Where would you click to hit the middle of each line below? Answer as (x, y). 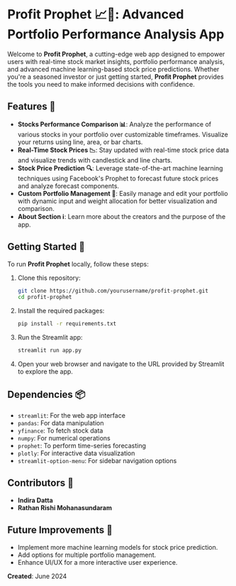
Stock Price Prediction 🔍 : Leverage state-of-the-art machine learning (120, 168)
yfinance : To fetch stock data (60, 430)
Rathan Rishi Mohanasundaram (64, 508)
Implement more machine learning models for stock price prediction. (118, 547)
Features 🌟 (32, 107)
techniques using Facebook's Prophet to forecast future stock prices (118, 178)
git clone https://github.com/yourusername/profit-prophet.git (113, 291)
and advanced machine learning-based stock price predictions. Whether (113, 69)
